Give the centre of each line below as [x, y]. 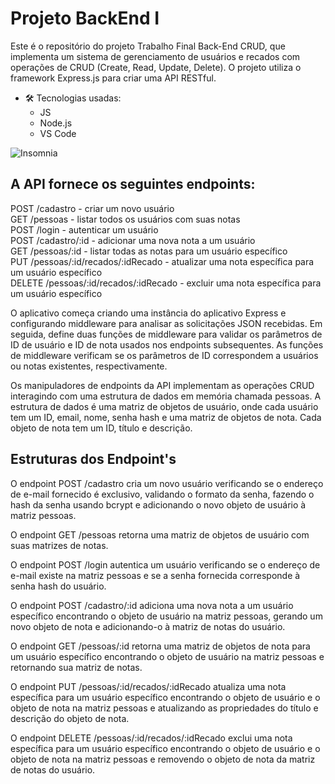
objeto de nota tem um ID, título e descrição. [101, 428]
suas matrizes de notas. [59, 545]
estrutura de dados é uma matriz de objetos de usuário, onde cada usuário [164, 406]
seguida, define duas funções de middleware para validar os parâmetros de [166, 334]
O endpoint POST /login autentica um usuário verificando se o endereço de [165, 564]
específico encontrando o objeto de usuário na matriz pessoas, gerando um [166, 616]
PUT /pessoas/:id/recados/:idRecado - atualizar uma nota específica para [162, 261]
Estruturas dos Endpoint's [93, 459]
